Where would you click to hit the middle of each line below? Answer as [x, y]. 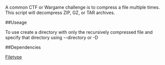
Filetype [14, 57]
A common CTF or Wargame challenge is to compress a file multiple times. [82, 7]
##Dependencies [23, 47]
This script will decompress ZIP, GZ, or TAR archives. [60, 13]
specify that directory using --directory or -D [52, 38]
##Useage [16, 22]
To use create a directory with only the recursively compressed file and [79, 32]
